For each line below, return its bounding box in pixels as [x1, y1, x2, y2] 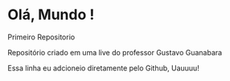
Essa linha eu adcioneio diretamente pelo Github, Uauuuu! [7, 63, 200, 73]
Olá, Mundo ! [7, 6, 95, 24]
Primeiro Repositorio [7, 32, 76, 42]
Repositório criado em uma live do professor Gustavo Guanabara [7, 47, 223, 57]
